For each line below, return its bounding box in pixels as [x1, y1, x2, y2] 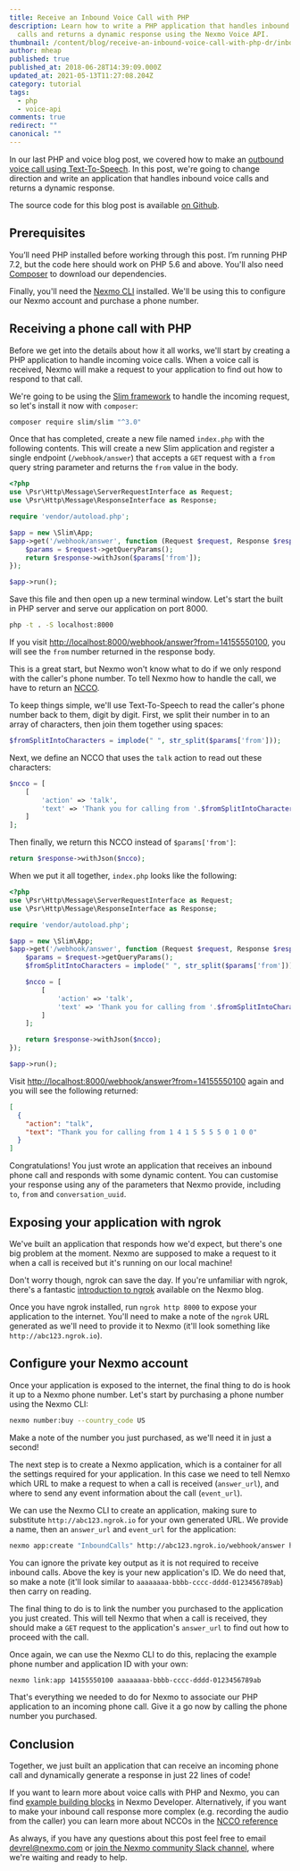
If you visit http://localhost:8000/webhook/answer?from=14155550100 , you [9, 636, 286, 647]
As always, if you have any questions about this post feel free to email [9, 1833, 266, 1844]
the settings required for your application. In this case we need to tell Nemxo [9, 1468, 290, 1479]
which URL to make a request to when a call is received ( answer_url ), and [9, 1478, 279, 1488]
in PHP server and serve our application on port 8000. [9, 603, 208, 614]
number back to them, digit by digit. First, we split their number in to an [9, 710, 271, 720]
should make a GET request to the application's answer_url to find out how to [9, 1622, 289, 1632]
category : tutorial [9, 80, 82, 88]
